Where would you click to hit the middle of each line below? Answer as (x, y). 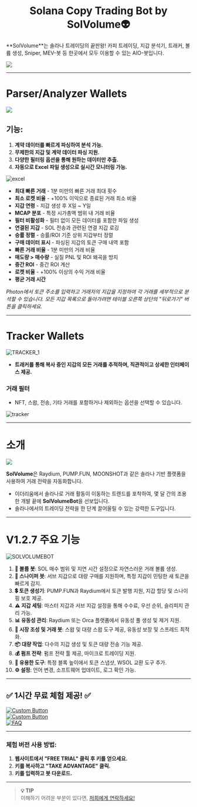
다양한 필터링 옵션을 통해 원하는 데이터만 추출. (66, 160)
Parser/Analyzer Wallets (67, 94)
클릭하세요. (30, 306)
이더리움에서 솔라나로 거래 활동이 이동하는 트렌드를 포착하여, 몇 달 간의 (95, 493)
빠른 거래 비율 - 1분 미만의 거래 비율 (55, 250)
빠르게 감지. (28, 583)
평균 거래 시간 (30, 279)
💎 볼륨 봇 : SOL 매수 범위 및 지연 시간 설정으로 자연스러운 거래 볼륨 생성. (96, 569)
